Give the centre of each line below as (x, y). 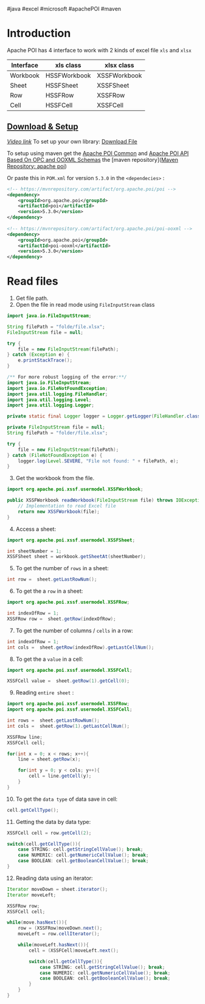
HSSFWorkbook (68, 75)
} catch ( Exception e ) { (38, 355)
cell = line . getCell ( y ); (60, 776)
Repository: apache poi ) (37, 166)
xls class (68, 65)
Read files (33, 281)
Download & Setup (43, 127)
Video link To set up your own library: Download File (72, 141)
